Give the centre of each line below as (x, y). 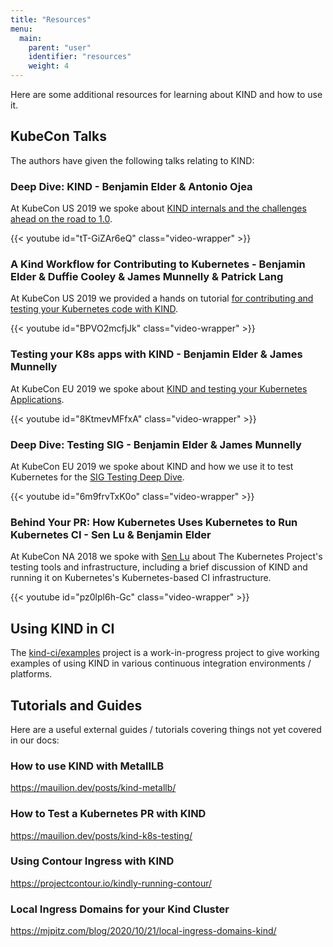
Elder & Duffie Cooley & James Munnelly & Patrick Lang (147, 277)
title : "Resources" (51, 19)
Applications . (37, 399)
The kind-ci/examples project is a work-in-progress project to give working (165, 653)
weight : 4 (49, 66)
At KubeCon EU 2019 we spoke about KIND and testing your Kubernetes (159, 388)
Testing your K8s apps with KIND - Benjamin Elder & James (156, 354)
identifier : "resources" (80, 57)
